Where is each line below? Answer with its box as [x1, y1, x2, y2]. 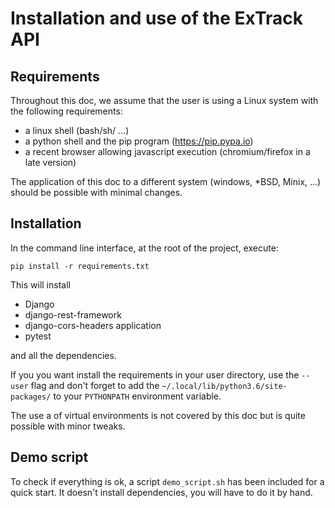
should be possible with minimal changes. [10, 187, 183, 198]
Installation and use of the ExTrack [10, 7, 303, 30]
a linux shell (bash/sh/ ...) [24, 125, 130, 136]
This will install [10, 278, 71, 291]
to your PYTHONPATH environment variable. [53, 390, 222, 402]
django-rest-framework [24, 308, 122, 321]
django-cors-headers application [24, 319, 162, 331]
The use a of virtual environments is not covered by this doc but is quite [10, 409, 306, 421]
